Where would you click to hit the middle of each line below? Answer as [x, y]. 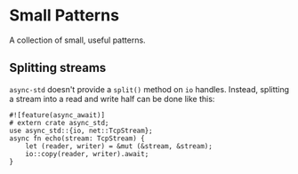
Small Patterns [64, 16]
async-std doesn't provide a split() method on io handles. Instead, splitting [149, 89]
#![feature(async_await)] [57, 115]
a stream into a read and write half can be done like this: [112, 99]
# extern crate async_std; [59, 123]
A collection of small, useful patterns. [77, 40]
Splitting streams [58, 68]
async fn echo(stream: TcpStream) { [77, 138]
